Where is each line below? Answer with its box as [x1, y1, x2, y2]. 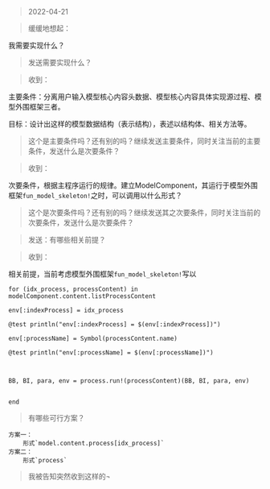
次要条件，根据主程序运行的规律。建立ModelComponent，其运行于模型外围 [8, 180, 259, 190]
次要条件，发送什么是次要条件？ [27, 218, 134, 227]
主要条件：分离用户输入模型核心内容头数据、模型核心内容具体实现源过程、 [8, 92, 255, 102]
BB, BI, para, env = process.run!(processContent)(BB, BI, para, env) [8, 377, 250, 385]
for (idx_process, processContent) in [8, 285, 138, 293]
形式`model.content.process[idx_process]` [22, 439, 165, 447]
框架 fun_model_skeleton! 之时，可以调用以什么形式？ [8, 191, 183, 200]
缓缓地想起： [27, 23, 71, 33]
